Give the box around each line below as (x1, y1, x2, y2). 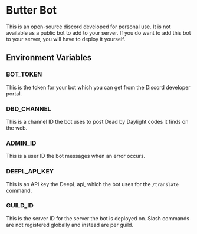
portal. (6, 90, 22, 97)
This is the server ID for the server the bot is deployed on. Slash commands (6, 215, 190, 222)
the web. (6, 124, 28, 131)
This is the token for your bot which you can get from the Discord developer (6, 84, 191, 91)
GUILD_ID (6, 202, 34, 210)
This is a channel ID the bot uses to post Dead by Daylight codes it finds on (6, 118, 189, 125)
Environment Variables (6, 52, 92, 62)
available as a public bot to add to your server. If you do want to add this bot (6, 29, 191, 36)
